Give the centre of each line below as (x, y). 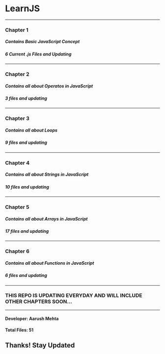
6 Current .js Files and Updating (38, 54)
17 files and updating (27, 231)
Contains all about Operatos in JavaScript (49, 86)
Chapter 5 (17, 207)
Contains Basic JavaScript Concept (42, 42)
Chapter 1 (17, 30)
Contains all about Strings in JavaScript (47, 174)
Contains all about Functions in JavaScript (50, 263)
